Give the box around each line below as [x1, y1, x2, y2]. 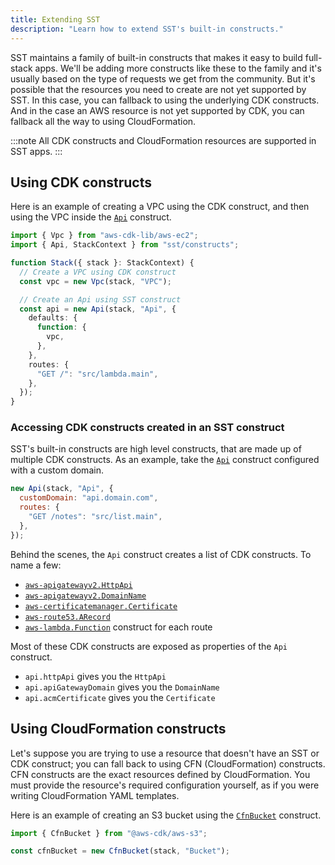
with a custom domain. [10, 464, 104, 476]
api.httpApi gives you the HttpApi [24, 670, 167, 682]
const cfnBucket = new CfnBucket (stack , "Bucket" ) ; [10, 846, 230, 856]
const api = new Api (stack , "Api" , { [19, 304, 177, 314]
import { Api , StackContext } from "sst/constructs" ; [10, 240, 240, 250]
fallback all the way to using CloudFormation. [10, 115, 197, 127]
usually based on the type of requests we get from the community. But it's [10, 72, 316, 85]
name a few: [10, 559, 62, 571]
